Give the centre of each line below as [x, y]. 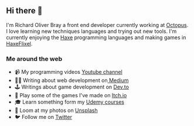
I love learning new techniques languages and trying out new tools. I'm [91, 31]
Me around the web [34, 59]
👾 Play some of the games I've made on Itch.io [71, 96]
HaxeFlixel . [19, 43]
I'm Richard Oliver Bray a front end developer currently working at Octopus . [97, 25]
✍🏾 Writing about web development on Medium [72, 80]
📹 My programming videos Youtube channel [69, 72]
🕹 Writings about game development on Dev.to [72, 87]
